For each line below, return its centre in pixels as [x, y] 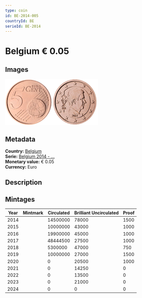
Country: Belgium [24, 151]
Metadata [20, 139]
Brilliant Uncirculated [96, 213]
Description [24, 183]
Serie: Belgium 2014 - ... [30, 157]
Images [17, 69]
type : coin [16, 10]
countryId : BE [20, 21]
